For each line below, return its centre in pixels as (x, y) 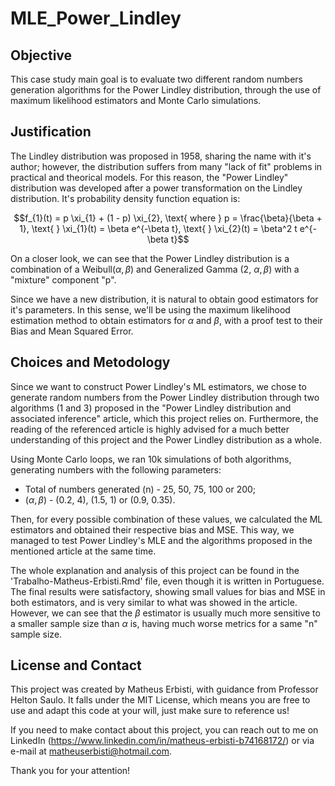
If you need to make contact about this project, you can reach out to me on (164, 730)
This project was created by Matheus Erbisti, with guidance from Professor (164, 689)
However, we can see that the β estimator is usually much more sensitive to (165, 613)
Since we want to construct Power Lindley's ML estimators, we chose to (158, 386)
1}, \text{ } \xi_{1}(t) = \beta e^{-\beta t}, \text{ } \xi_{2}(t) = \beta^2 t (158, 228)
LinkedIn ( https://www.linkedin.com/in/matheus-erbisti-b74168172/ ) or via (162, 741)
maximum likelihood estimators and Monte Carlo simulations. (136, 100)
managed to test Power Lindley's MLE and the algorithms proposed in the (161, 540)
